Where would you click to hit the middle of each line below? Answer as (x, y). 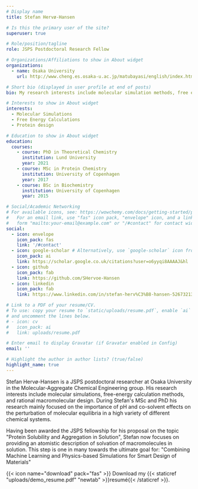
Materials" (19, 462)
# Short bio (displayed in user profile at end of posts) (79, 87)
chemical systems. (29, 419)
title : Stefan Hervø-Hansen (41, 17)
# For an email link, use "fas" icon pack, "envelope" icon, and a (93, 218)
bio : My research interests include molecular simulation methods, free (97, 93)
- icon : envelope (33, 234)
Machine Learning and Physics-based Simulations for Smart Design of (91, 455)
